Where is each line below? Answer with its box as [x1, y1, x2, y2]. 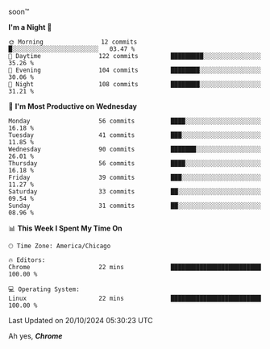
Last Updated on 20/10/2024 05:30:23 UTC [8, 316, 153, 325]
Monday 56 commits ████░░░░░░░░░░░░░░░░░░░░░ [8, 117, 262, 125]
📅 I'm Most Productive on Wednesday [8, 102, 137, 111]
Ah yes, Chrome [8, 331, 63, 341]
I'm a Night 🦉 [8, 23, 52, 31]
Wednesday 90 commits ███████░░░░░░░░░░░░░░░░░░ [8, 145, 262, 153]
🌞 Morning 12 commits [8, 38, 138, 46]
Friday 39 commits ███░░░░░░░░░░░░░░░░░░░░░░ [8, 173, 262, 181]
